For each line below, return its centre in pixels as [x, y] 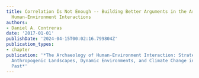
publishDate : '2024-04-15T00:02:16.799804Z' [62, 39]
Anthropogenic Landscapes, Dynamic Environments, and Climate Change [99, 60]
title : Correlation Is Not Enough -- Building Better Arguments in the [96, 11]
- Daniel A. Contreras [34, 28]
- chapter [18, 50]
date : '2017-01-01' [30, 33]
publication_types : [30, 45]
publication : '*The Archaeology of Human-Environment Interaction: [91, 55]
